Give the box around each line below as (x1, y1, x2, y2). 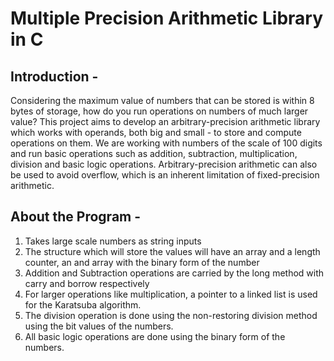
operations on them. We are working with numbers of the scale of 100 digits (10, 137, 323, 149)
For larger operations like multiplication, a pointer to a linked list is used (24, 288, 318, 300)
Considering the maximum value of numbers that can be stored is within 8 (10, 95, 315, 106)
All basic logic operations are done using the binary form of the (24, 330, 286, 342)
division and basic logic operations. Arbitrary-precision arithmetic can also (10, 158, 318, 170)
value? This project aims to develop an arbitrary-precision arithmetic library (10, 116, 321, 127)
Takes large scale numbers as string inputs (24, 235, 202, 247)
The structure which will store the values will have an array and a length (24, 245, 321, 257)
